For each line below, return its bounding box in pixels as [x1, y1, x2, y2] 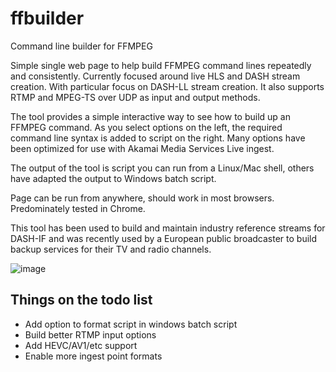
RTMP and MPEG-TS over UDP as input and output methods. [10, 91, 261, 103]
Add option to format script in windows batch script [24, 318, 238, 330]
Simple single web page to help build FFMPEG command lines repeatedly [10, 59, 312, 71]
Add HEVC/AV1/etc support [24, 339, 138, 351]
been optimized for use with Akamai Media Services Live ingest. [10, 142, 275, 154]
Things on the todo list [10, 292, 153, 309]
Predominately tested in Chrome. [10, 202, 146, 214]
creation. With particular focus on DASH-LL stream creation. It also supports [10, 80, 325, 92]
